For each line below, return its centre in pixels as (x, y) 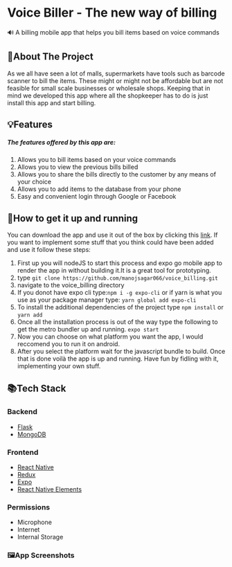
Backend (23, 412)
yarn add (30, 315)
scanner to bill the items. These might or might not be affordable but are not (115, 80)
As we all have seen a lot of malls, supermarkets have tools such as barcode (116, 73)
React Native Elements (49, 489)
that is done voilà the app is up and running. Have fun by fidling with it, (118, 359)
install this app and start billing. (52, 102)
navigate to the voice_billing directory (71, 285)
